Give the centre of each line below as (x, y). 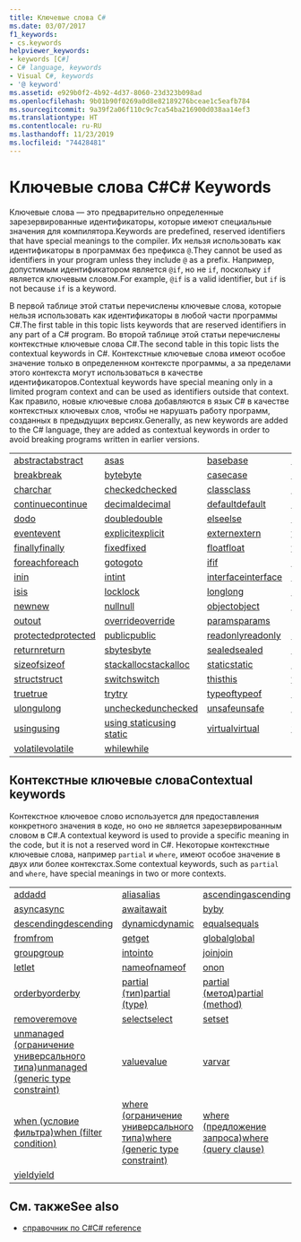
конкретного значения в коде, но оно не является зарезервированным (146, 826)
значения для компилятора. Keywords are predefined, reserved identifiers (147, 231)
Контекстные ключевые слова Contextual (131, 780)
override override (140, 620)
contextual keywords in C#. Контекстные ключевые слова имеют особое (147, 353)
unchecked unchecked (151, 708)
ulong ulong (38, 708)
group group (39, 952)
